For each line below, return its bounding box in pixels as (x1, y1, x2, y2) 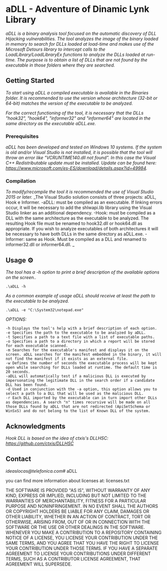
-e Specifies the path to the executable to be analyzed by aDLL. (5, 330, 146, 336)
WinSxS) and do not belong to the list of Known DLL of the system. (5, 409, 151, 414)
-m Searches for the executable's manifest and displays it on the (5, 348, 149, 353)
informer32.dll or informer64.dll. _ (5, 242, 75, 248)
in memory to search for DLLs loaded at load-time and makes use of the (5, 41, 155, 47)
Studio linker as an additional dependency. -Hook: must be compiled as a (5, 210, 156, 216)
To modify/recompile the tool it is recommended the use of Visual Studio (5, 189, 154, 195)
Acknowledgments (5, 422, 66, 430)
